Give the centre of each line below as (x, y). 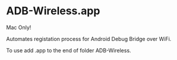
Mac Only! (19, 27)
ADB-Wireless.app (53, 11)
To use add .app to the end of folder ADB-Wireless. (69, 50)
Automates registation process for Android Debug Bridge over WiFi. (89, 39)
